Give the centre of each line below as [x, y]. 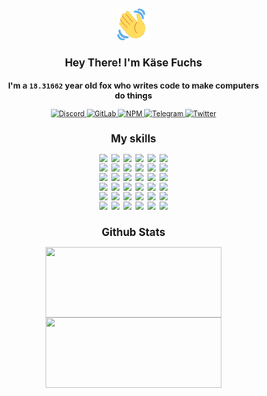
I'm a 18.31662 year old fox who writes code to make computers [133, 86]
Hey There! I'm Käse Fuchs [133, 63]
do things [133, 96]
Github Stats [133, 232]
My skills [133, 139]
